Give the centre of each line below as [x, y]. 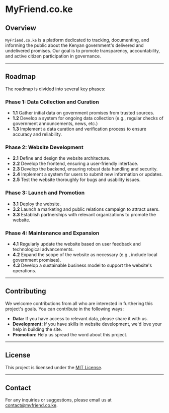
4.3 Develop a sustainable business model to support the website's [82, 265]
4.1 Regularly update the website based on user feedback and [76, 244]
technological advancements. [43, 249]
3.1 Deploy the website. [37, 204]
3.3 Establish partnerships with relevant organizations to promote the [84, 214]
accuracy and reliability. [37, 134]
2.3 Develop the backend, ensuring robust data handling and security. [85, 169]
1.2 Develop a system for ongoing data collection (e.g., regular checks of [88, 118]
